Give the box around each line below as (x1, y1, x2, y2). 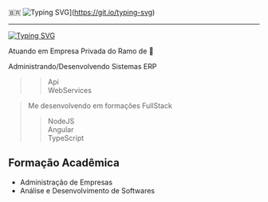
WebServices (47, 86, 92, 95)
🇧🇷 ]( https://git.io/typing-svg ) (8, 8, 156, 17)
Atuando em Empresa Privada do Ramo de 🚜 (8, 46, 154, 56)
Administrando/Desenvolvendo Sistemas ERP (8, 62, 157, 71)
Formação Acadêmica (8, 156, 120, 170)
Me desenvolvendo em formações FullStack (27, 101, 173, 111)
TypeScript (47, 134, 85, 142)
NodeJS (47, 116, 75, 126)
